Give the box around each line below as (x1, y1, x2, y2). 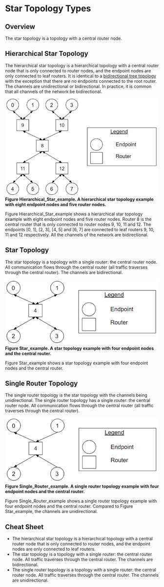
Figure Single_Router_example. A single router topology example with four (5, 483, 159, 490)
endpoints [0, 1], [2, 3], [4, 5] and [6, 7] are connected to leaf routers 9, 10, (5, 227, 155, 233)
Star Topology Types (5, 3, 91, 14)
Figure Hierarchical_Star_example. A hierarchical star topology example (5, 196, 154, 202)
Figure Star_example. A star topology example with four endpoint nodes (5, 345, 154, 351)
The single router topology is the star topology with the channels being (5, 392, 147, 398)
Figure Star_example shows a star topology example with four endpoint (5, 360, 148, 366)
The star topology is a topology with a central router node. (5, 35, 122, 41)
